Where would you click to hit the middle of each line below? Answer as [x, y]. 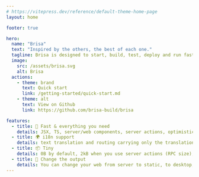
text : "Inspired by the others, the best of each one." [82, 50]
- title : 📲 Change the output [49, 159]
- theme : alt [33, 99]
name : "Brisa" [29, 44]
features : [18, 121]
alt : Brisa [30, 72]
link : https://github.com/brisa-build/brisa [78, 110]
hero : [13, 38]
